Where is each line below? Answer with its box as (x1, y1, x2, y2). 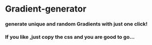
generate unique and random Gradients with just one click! (5, 21, 148, 28)
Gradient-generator (5, 3, 87, 15)
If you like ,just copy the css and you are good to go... (5, 34, 135, 41)
